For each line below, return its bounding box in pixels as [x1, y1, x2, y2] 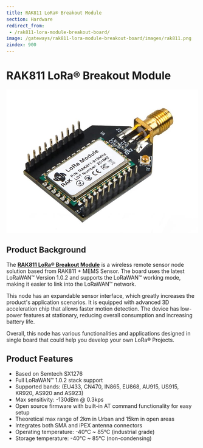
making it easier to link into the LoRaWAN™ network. [6, 280, 137, 288]
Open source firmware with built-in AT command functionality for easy [15, 402, 192, 410]
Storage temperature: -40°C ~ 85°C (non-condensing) [15, 435, 152, 442]
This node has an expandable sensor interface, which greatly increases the [6, 292, 194, 299]
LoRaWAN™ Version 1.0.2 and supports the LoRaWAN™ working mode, [6, 274, 181, 281]
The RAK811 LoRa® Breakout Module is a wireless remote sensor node [6, 261, 184, 268]
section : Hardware [6, 16, 53, 22]
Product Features [6, 354, 74, 364]
